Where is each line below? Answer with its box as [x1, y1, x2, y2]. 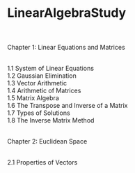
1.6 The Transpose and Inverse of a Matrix [7, 101, 128, 109]
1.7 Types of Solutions [7, 109, 71, 117]
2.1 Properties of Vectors [7, 158, 78, 166]
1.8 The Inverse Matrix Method [7, 116, 95, 124]
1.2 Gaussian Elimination [7, 71, 77, 80]
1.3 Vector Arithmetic [7, 78, 67, 87]
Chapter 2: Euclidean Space [7, 137, 88, 145]
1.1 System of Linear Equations [7, 64, 94, 72]
